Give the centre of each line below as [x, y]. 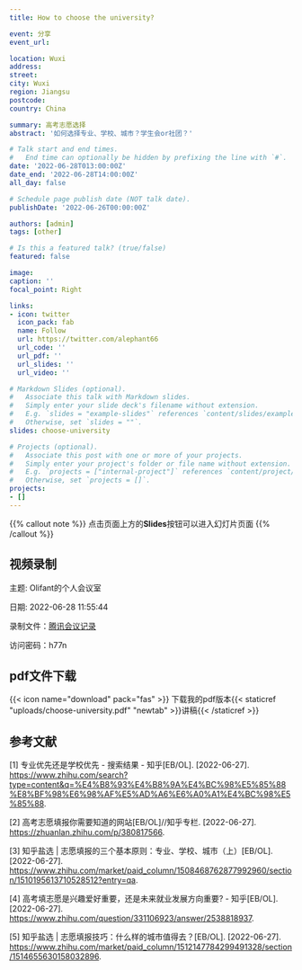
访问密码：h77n [38, 645]
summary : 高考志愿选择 [48, 125]
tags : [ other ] [36, 232]
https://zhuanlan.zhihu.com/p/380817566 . [87, 832]
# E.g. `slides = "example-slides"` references [104, 414]
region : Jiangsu [40, 92]
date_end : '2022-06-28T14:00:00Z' [74, 174]
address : [26, 67]
